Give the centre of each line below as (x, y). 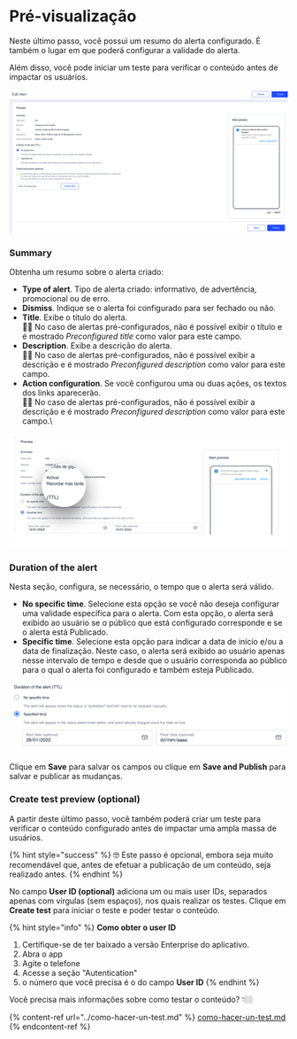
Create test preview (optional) (75, 800)
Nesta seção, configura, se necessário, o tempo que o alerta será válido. (141, 587)
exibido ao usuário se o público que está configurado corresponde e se (152, 623)
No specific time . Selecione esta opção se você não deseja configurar (151, 604)
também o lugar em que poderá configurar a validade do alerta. (125, 50)
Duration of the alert (53, 567)
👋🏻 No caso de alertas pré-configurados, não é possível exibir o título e (152, 327)
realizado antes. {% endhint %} (66, 874)
